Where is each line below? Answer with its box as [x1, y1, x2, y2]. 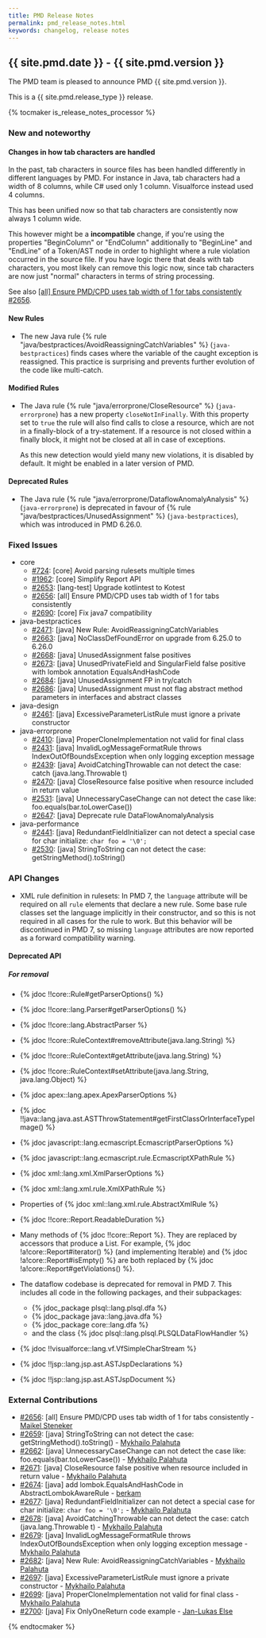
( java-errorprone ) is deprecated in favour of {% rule [19, 502, 191, 512]
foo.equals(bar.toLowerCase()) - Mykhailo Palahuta [19, 1454, 188, 1464]
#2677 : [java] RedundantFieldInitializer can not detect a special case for [19, 1497, 256, 1506]
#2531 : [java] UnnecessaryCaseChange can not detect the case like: [31, 794, 256, 803]
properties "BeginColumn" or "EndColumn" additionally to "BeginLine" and [8, 238, 253, 247]
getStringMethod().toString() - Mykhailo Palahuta [19, 1438, 181, 1447]
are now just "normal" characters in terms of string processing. [8, 272, 215, 281]
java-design [19, 701, 60, 711]
